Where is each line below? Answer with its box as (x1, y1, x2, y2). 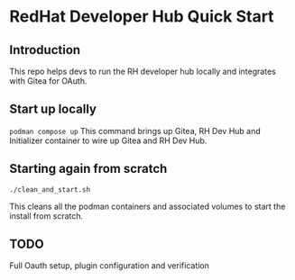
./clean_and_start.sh (9, 185, 91, 194)
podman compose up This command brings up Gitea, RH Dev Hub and (9, 125, 262, 136)
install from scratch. (9, 210, 84, 221)
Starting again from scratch (9, 161, 168, 176)
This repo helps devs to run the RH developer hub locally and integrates (9, 66, 277, 77)
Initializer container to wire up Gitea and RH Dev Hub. (9, 135, 207, 146)
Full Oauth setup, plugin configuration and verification (9, 260, 210, 271)
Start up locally (9, 102, 97, 117)
